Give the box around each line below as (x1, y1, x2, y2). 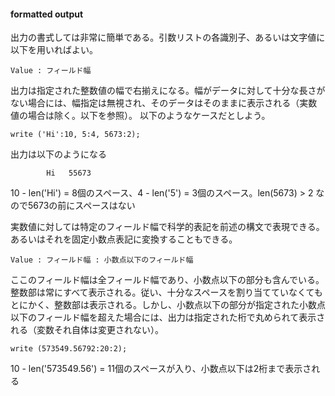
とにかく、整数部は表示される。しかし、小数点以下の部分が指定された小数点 (10, 299, 326, 311)
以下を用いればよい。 (10, 44, 98, 56)
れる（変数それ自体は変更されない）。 (10, 324, 164, 336)
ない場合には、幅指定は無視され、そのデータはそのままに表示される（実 (10, 97, 309, 109)
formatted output (10, 8, 84, 20)
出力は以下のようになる (10, 148, 107, 160)
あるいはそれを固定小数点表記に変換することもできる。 (10, 233, 238, 245)
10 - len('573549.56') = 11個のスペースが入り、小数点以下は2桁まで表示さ (10, 363, 312, 375)
